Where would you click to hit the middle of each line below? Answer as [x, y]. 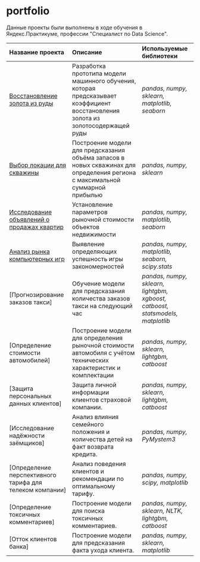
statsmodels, [160, 313]
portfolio [28, 11]
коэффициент [92, 103]
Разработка [89, 66]
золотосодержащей [101, 125]
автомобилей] [30, 360]
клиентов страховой [102, 399]
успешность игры [98, 259]
